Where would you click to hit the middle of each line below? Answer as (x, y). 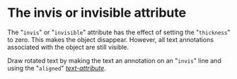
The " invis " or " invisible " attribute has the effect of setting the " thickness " (119, 32)
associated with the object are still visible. (68, 47)
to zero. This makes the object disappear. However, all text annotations (111, 39)
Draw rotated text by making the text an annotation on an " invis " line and (114, 60)
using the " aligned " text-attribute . (57, 68)
